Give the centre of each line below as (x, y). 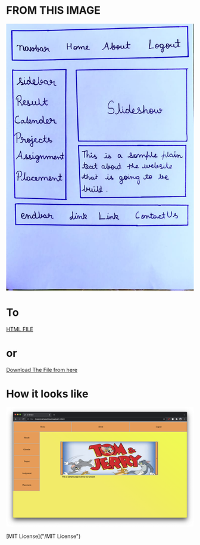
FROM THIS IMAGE (54, 10)
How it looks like (47, 394)
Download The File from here (42, 370)
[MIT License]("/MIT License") (43, 536)
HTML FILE (20, 329)
